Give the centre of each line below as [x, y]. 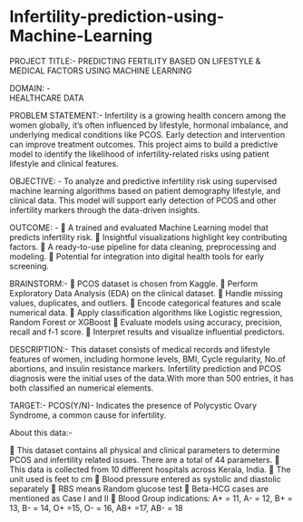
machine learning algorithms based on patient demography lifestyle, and [145, 190]
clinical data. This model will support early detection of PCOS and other [143, 200]
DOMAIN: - [30, 88]
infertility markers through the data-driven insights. [105, 209]
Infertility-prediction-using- [117, 17]
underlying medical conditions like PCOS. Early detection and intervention [147, 134]
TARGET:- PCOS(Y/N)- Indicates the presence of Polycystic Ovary [133, 405]
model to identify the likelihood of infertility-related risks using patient [139, 154]
